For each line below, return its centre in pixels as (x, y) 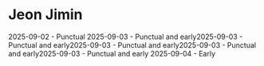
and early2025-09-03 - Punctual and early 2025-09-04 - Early (112, 53)
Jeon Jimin (45, 15)
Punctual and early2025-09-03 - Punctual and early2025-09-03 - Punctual (132, 45)
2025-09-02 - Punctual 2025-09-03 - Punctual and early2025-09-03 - (126, 37)
